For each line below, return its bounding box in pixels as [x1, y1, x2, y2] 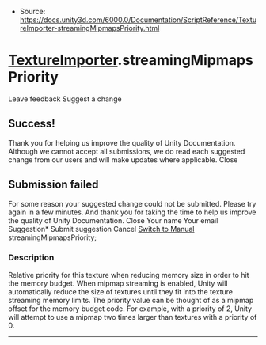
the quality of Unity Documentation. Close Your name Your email [8, 215, 218, 225]
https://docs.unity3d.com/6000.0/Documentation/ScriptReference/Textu [19, 15, 257, 25]
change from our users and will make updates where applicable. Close [8, 154, 238, 165]
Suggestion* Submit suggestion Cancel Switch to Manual [8, 224, 195, 233]
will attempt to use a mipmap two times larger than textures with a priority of [8, 312, 257, 321]
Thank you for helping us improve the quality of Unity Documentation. [8, 138, 236, 147]
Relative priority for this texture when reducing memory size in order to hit [8, 270, 249, 279]
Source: [19, 7, 46, 16]
